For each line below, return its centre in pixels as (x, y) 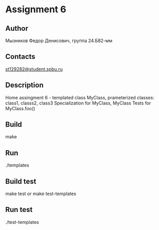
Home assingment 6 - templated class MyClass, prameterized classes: (80, 97)
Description (24, 85)
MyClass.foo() (20, 108)
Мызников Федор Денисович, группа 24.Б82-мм (59, 40)
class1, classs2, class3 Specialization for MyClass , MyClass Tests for (78, 103)
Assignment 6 (36, 9)
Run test (19, 210)
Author (17, 28)
